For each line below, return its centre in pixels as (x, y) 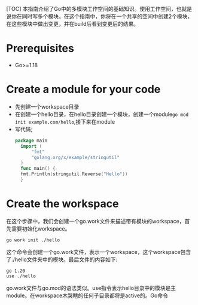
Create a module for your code (83, 89)
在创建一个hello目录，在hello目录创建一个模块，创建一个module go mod (102, 114)
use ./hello (21, 276)
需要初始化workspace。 (41, 228)
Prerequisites (40, 48)
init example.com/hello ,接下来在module (65, 121)
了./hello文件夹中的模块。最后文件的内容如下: (62, 259)
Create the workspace (63, 204)
